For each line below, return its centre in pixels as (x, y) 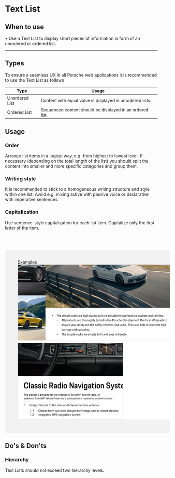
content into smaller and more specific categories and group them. (72, 166)
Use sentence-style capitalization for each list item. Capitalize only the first (80, 223)
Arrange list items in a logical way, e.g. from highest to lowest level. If (74, 156)
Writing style (21, 179)
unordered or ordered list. (31, 44)
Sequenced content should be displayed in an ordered (95, 109)
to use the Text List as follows (35, 80)
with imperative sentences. (32, 200)
